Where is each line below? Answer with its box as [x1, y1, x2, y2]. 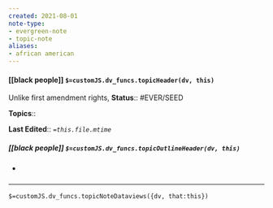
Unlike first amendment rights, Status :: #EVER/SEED [8, 93, 184, 102]
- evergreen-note [8, 27, 67, 35]
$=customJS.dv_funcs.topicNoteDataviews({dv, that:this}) [8, 193, 209, 201]
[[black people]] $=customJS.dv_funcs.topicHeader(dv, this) [8, 75, 215, 84]
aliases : [8, 42, 38, 50]
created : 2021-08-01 [8, 11, 79, 20]
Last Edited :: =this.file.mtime [8, 124, 112, 134]
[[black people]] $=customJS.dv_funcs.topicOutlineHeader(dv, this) [8, 143, 240, 153]
